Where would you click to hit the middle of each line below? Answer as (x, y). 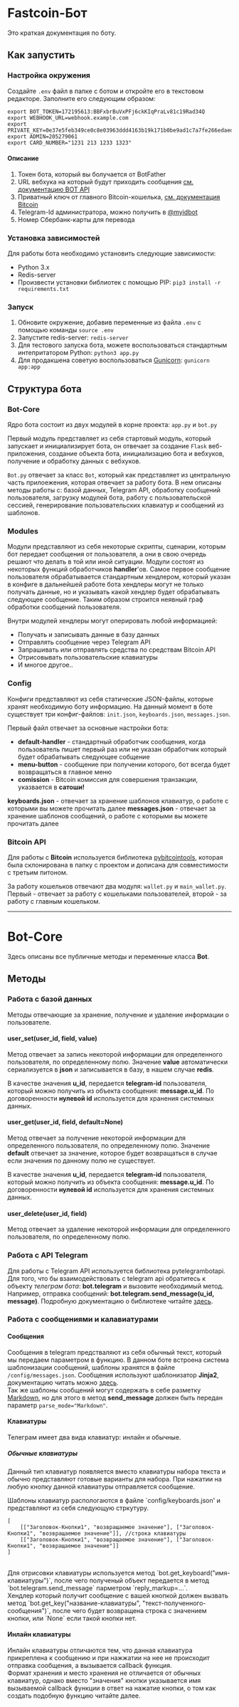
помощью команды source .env (65, 330)
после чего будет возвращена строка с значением (130, 1610)
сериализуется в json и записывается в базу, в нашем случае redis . (111, 1069)
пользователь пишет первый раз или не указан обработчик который (122, 749)
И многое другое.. (45, 665)
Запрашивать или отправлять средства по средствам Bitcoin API (116, 650)
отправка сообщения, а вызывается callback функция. (90, 1666)
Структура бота (44, 389)
